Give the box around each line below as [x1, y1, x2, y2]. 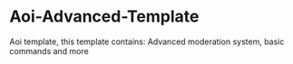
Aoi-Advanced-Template [9, 6, 200, 27]
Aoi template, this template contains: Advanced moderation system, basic [9, 36, 285, 47]
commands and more [9, 45, 89, 56]
